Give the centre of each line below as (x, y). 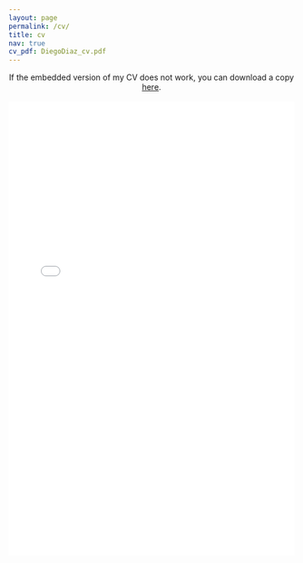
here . (151, 87)
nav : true (27, 43)
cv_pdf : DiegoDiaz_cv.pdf (57, 52)
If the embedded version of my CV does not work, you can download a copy (151, 77)
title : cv (27, 35)
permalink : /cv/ (39, 26)
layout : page (33, 18)
